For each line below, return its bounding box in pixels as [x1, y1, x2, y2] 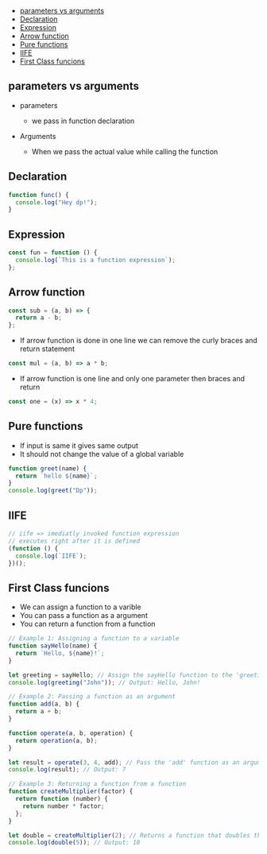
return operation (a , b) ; [15, 736, 98, 744]
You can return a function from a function [19, 619, 156, 629]
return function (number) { [15, 795, 109, 803]
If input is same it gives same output [19, 440, 139, 450]
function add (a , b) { [8, 700, 80, 709]
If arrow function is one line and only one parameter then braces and [19, 374, 245, 383]
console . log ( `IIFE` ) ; [15, 551, 87, 560]
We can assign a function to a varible [19, 602, 141, 612]
